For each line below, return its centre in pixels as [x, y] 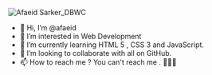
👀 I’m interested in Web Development [80, 36]
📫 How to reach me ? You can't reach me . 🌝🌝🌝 [98, 62]
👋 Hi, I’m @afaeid [48, 28]
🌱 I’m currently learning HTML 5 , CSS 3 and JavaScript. [112, 45]
